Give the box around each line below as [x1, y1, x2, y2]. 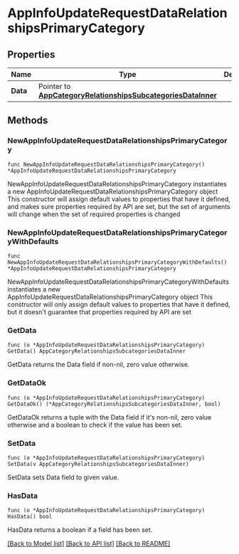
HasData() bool [7, 513, 53, 521]
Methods [7, 114, 48, 127]
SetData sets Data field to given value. [7, 473, 119, 481]
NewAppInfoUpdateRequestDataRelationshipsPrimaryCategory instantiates [7, 179, 228, 188]
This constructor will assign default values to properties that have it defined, [7, 194, 231, 203]
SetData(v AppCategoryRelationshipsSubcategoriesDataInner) [7, 460, 190, 467]
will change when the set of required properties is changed [7, 210, 181, 218]
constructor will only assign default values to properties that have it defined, [7, 300, 230, 309]
